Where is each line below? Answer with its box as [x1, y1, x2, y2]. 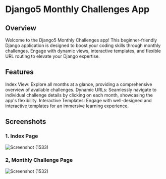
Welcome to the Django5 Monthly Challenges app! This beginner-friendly [5, 37, 157, 43]
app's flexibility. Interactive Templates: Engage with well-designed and [5, 97, 152, 103]
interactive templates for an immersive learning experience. [5, 103, 129, 109]
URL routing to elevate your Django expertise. [5, 53, 100, 59]
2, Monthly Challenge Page [5, 157, 73, 164]
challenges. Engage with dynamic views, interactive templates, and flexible [5, 48, 161, 54]
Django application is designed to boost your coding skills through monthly [5, 42, 161, 49]
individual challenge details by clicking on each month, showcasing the [5, 92, 153, 98]
